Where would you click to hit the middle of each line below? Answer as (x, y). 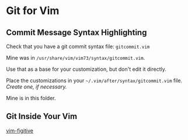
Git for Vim (33, 11)
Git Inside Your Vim (42, 116)
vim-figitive (20, 131)
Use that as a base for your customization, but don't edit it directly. (86, 69)
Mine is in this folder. (31, 98)
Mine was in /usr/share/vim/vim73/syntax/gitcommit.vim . (76, 58)
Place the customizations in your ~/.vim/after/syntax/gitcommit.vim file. (94, 81)
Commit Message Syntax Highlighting (76, 33)
